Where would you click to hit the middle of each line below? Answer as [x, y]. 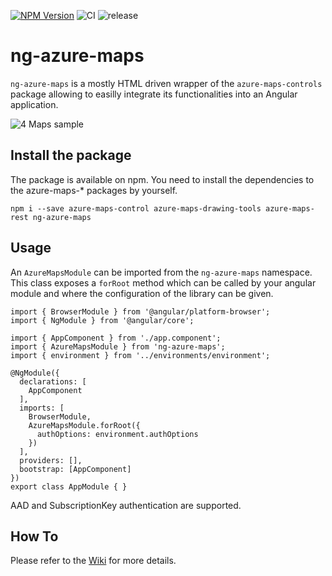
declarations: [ [53, 381]
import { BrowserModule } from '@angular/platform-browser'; [140, 311]
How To [34, 536]
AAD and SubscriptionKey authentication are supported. [126, 505]
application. [34, 104]
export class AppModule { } [69, 486]
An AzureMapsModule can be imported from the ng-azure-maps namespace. [161, 272]
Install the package [71, 155]
